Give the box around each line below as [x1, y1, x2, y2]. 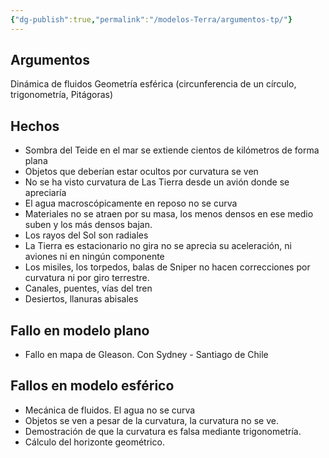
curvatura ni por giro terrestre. [24, 272, 150, 284]
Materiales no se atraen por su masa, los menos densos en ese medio [24, 208, 314, 220]
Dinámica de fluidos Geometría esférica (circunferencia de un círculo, [10, 78, 297, 90]
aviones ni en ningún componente [24, 251, 165, 263]
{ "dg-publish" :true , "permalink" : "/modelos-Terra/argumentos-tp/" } [10, 14, 293, 25]
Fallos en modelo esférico [10, 377, 175, 395]
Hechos [10, 117, 60, 135]
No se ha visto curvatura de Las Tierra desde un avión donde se [24, 176, 290, 188]
